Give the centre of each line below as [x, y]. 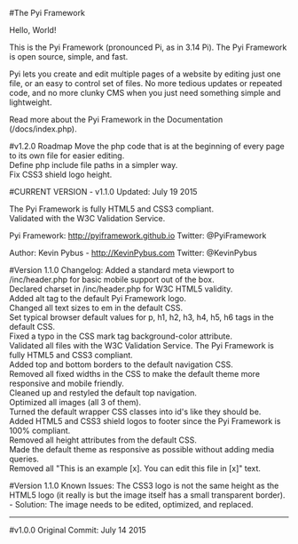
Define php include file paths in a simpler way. [94, 165]
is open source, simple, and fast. [69, 56]
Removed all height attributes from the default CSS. [103, 440]
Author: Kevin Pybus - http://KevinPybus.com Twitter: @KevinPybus [133, 253]
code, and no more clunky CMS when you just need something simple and [145, 93]
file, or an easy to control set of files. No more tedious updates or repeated [146, 83]
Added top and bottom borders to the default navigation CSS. [121, 364]
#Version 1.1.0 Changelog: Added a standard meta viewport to [122, 270]
